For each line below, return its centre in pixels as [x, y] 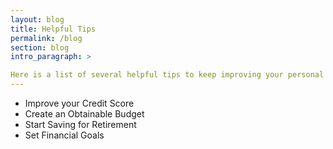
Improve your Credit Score [79, 103]
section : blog [40, 47]
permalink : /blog [46, 38]
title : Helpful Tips [53, 29]
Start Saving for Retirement [80, 124]
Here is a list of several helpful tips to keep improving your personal [167, 75]
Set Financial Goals [64, 135]
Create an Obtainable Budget [84, 114]
